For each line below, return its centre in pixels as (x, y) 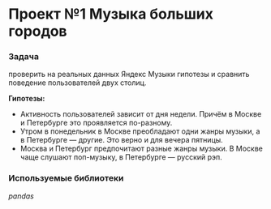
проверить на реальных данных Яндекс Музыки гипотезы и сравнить (129, 75)
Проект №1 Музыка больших (111, 14)
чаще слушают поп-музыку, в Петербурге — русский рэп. (121, 157)
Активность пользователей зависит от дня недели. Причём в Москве (141, 114)
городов (38, 31)
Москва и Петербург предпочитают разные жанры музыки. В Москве (142, 149)
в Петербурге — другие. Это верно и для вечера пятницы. (121, 140)
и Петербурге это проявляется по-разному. (96, 123)
